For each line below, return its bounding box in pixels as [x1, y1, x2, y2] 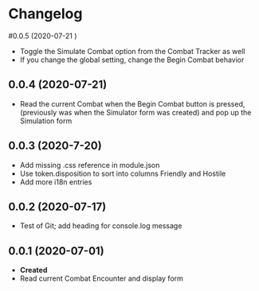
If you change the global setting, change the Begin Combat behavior [19, 55, 245, 64]
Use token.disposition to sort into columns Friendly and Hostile [19, 169, 226, 178]
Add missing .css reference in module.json [19, 160, 160, 169]
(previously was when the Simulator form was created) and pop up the [19, 107, 252, 117]
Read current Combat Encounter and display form [19, 274, 183, 283]
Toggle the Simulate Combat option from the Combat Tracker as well [19, 46, 245, 56]
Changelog [8, 5, 83, 23]
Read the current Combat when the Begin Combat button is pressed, [19, 99, 245, 108]
